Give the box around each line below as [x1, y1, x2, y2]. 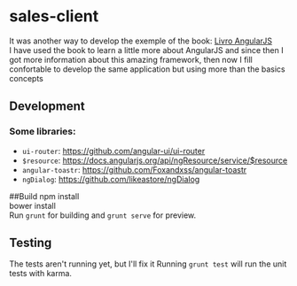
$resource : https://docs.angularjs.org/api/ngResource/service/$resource [21, 155, 288, 166]
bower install [9, 200, 56, 211]
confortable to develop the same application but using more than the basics [9, 64, 285, 74]
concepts [9, 73, 44, 83]
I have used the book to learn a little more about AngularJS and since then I [9, 44, 284, 55]
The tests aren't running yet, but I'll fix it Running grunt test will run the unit [9, 259, 287, 269]
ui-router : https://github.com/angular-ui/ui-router [21, 145, 206, 156]
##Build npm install [9, 190, 80, 201]
